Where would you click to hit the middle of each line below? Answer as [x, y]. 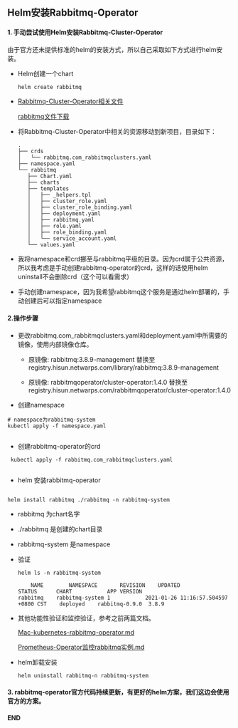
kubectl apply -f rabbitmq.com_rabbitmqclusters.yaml [92, 459]
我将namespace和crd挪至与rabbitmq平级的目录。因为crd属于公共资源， [123, 259]
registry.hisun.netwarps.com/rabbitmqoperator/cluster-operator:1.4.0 [129, 390]
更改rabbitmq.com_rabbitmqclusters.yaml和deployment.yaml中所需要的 [122, 335]
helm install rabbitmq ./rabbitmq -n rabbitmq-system [89, 500]
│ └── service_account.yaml [72, 238]
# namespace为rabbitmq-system [52, 420]
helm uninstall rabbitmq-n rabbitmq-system [83, 675]
